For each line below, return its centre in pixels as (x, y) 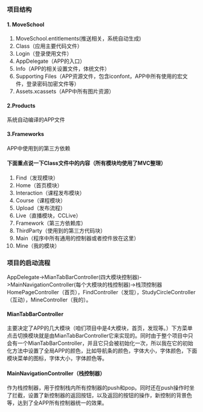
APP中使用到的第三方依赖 (39, 148)
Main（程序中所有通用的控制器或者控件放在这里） (77, 238)
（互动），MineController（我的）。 (49, 300)
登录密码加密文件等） (53, 84)
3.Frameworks (26, 134)
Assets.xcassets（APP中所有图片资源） (65, 91)
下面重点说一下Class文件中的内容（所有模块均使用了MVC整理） (87, 163)
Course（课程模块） (40, 200)
